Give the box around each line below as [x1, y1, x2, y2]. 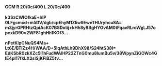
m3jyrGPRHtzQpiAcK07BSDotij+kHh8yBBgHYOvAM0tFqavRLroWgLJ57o [5, 25, 156, 31]
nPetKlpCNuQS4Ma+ [5, 40, 49, 46]
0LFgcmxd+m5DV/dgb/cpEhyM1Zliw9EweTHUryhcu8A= [5, 20, 122, 26]
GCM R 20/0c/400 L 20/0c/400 [5, 4, 70, 10]
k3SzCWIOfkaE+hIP [5, 14, 47, 20]
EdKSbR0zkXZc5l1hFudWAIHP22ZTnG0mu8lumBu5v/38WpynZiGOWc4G [5, 51, 158, 56]
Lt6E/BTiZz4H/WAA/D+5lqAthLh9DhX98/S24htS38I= [5, 45, 116, 51]
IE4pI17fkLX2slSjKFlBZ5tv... [5, 55, 63, 61]
